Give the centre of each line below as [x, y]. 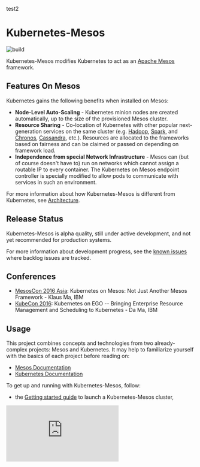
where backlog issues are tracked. [49, 257]
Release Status [35, 219]
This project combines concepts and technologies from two [80, 343]
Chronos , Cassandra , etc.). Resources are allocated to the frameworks [102, 138]
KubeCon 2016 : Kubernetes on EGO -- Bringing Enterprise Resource [99, 304]
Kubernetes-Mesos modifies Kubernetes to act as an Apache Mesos [90, 61]
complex [17, 350]
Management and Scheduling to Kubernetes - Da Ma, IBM [86, 310]
